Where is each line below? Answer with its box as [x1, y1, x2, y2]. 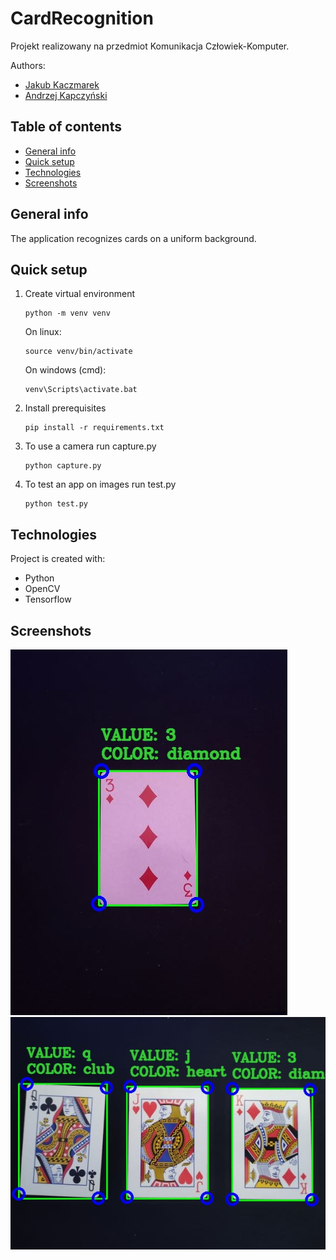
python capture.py [24, 461, 102, 471]
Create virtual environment [24, 288, 136, 300]
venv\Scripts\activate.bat [24, 385, 138, 395]
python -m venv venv [24, 308, 111, 319]
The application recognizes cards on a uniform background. [10, 232, 257, 244]
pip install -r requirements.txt [24, 423, 165, 433]
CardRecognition [10, 7, 154, 30]
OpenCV [24, 583, 61, 595]
